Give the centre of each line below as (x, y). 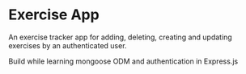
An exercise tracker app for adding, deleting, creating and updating (120, 37)
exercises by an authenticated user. (68, 45)
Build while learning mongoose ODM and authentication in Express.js (123, 61)
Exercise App (54, 15)
